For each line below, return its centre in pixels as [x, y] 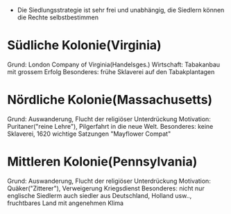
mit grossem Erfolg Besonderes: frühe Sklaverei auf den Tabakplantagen [111, 71]
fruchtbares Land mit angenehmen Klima [65, 203]
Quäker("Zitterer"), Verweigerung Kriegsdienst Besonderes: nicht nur [106, 188]
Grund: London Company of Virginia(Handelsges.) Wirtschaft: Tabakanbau [114, 64]
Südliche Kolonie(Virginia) [84, 45]
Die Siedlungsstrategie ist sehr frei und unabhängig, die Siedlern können [121, 10]
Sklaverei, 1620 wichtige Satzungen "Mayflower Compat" [89, 134]
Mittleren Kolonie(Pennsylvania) [102, 162]
